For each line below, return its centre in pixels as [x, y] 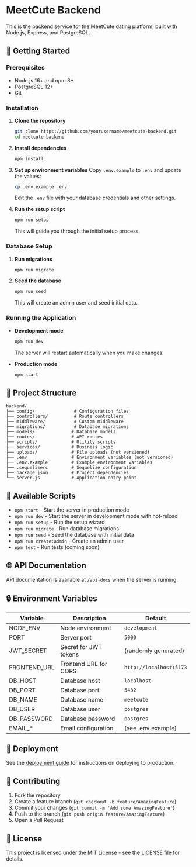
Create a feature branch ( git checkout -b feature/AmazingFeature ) [95, 802]
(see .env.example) [150, 728]
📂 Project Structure [41, 393]
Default [155, 618]
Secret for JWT [81, 647]
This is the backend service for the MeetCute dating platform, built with [92, 26]
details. [15, 859]
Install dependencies [41, 148]
